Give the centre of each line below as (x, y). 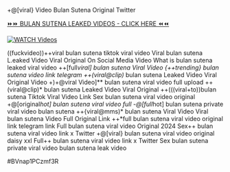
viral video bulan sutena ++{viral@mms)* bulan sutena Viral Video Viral (108, 111)
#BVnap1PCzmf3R (33, 161)
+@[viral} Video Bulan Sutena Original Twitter (71, 10)
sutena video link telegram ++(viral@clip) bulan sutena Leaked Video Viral (112, 75)
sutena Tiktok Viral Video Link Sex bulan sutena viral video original (101, 97)
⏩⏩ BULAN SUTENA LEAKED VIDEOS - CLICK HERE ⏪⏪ (88, 24)
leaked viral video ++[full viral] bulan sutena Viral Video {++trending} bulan (113, 67)
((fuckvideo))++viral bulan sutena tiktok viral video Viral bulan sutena (105, 53)
